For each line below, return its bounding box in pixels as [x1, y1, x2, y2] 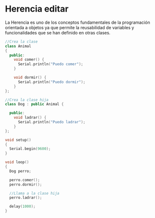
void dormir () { [14, 75, 47, 80]
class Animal [5, 44, 31, 49]
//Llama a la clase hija [9, 191, 60, 196]
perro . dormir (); [9, 182, 42, 187]
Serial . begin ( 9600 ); [9, 147, 51, 151]
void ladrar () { [14, 115, 47, 120]
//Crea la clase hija [5, 97, 49, 102]
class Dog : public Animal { [5, 102, 64, 107]
